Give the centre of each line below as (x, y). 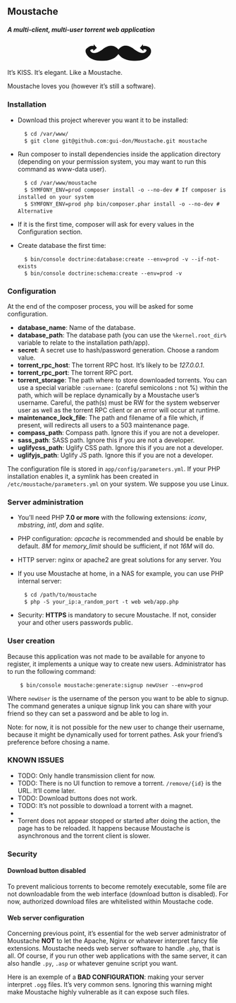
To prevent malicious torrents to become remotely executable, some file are (117, 886)
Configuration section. (50, 232)
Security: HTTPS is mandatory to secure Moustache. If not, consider (117, 615)
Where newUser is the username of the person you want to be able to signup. (118, 698)
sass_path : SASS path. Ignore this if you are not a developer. (106, 440)
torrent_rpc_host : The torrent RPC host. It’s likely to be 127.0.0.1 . (111, 365)
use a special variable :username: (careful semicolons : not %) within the (123, 387)
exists (27, 266)
